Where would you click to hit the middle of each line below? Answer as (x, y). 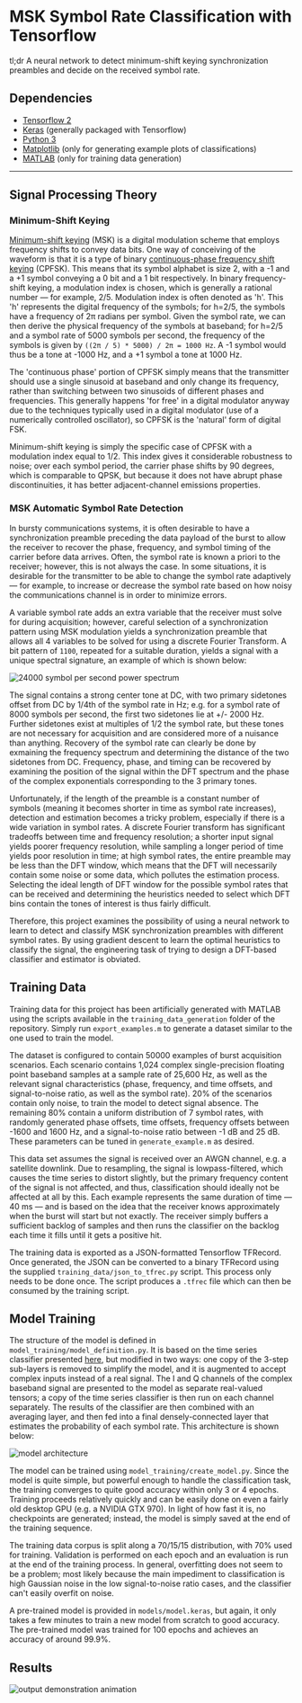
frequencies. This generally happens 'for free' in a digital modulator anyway (150, 401)
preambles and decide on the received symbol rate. (105, 70)
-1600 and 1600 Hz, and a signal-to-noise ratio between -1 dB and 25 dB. (145, 1131)
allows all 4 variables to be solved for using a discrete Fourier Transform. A (148, 641)
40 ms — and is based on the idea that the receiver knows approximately (145, 1206)
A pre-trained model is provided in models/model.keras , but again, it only (143, 1610)
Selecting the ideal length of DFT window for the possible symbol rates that (149, 884)
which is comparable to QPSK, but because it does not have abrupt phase (146, 476)
